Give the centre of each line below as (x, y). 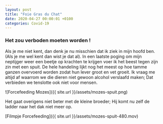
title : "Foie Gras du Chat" (34, 14)
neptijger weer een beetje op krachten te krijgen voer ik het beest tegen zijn (81, 61)
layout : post (18, 10)
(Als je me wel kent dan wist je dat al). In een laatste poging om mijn (73, 56)
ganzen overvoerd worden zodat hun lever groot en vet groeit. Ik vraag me (80, 72)
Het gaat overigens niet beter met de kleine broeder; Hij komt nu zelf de (77, 101)
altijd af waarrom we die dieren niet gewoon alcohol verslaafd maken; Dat (79, 77)
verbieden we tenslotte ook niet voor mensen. (51, 82)
